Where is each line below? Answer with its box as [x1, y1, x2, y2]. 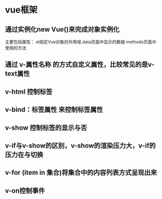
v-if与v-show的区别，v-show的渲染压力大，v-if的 [5, 141, 156, 150]
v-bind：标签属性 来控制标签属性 [5, 106, 103, 114]
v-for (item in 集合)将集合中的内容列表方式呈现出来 [5, 168, 157, 177]
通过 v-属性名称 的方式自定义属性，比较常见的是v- [5, 61, 155, 69]
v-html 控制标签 [5, 88, 53, 96]
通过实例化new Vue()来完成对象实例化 [5, 25, 120, 33]
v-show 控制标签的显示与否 [5, 123, 87, 132]
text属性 [5, 70, 30, 78]
